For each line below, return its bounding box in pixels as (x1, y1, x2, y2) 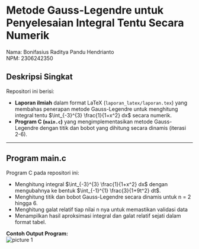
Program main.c (6, 154, 66, 164)
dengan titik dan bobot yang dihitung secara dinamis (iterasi (39, 124, 187, 131)
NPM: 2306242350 (6, 55, 53, 62)
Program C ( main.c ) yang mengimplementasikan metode (14, 118, 153, 125)
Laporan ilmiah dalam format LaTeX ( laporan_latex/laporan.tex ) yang (14, 99, 188, 106)
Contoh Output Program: (6, 229, 68, 237)
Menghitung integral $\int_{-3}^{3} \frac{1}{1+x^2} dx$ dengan (14, 180, 168, 187)
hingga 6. (14, 199, 38, 206)
